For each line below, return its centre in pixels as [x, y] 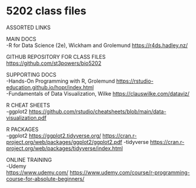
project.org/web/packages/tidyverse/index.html [64, 148]
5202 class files [46, 11]
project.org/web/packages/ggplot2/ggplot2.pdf [64, 142]
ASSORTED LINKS [29, 27]
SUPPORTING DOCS [31, 74]
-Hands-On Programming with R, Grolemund [61, 81]
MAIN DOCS [21, 39]
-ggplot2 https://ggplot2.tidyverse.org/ [54, 136]
